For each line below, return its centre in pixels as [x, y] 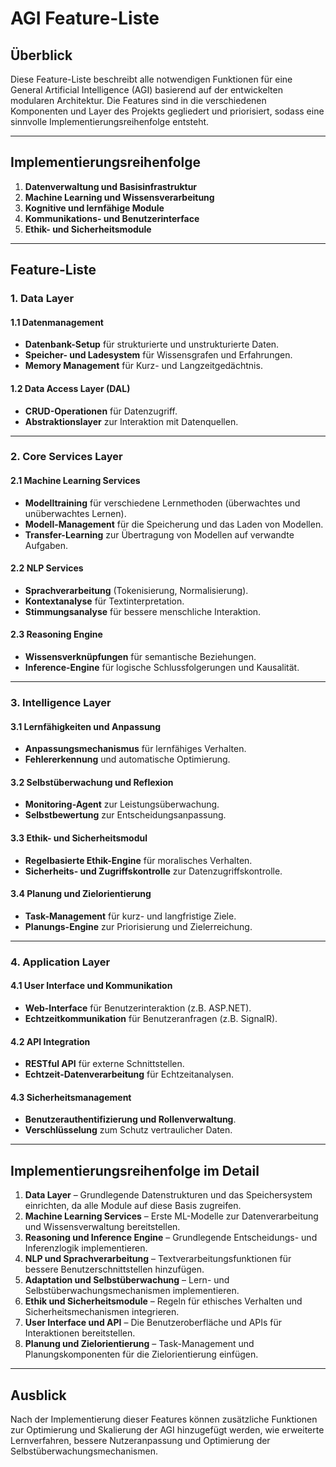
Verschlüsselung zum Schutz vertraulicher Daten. [128, 1130]
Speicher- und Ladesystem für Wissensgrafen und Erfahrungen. [158, 355]
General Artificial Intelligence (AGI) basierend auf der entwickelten [146, 90]
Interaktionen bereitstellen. [80, 1333]
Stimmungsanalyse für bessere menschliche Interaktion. [143, 611]
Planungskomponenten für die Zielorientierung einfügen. [141, 1354]
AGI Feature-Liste [85, 18]
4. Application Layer [60, 962]
